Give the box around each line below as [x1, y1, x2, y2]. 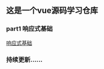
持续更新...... [6, 55, 43, 64]
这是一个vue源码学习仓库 [6, 5, 99, 16]
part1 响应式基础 [6, 25, 53, 33]
